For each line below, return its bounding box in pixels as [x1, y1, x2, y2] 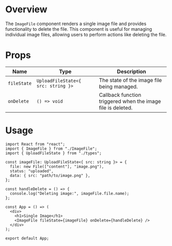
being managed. [99, 83, 138, 90]
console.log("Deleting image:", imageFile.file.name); [10, 191, 130, 196]
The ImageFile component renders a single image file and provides [5, 20, 147, 27]
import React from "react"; [5, 141, 66, 147]
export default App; [5, 236, 50, 241]
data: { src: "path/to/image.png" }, [10, 173, 91, 178]
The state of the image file [99, 76, 162, 84]
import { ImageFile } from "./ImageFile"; [5, 146, 97, 151]
